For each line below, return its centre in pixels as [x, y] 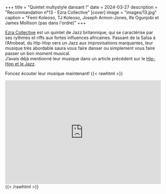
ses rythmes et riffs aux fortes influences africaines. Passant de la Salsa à [80, 38]
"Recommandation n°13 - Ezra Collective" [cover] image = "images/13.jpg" [81, 12]
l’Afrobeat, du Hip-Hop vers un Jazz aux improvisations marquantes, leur [79, 43]
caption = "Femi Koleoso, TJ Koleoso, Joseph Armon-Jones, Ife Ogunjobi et [82, 18]
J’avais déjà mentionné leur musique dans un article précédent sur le [75, 58]
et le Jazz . [25, 64]
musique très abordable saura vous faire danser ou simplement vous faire [80, 48]
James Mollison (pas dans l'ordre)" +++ [46, 23]
